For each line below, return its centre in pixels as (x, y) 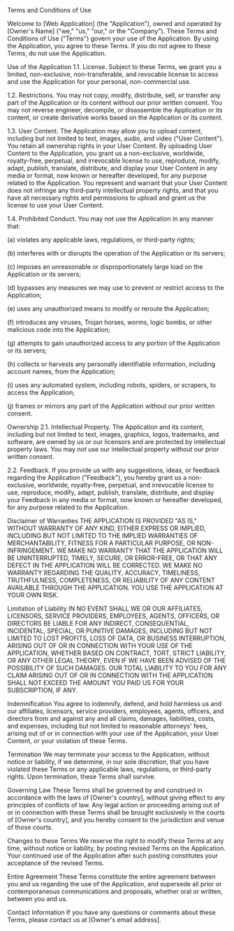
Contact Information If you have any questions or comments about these (112, 912)
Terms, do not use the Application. (57, 53)
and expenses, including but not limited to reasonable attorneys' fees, (108, 726)
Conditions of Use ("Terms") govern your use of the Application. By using (113, 38)
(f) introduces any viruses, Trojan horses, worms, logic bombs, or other (110, 322)
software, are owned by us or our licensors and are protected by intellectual (116, 442)
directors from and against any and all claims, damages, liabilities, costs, (111, 718)
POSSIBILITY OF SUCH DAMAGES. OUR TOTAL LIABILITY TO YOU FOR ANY (117, 668)
